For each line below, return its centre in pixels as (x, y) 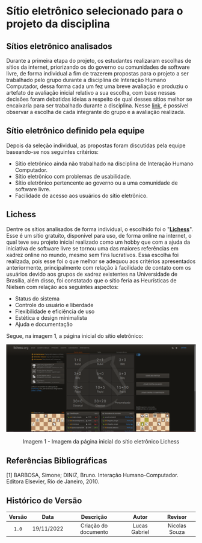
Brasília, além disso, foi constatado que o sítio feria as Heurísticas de (92, 280)
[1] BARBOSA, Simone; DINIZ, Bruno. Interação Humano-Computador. (92, 475)
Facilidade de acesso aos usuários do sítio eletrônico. (81, 195)
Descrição (94, 516)
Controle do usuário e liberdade (54, 305)
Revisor (177, 516)
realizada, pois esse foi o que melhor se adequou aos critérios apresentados (101, 261)
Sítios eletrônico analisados (59, 46)
